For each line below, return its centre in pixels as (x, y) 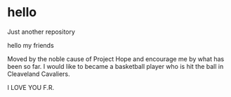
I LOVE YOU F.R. (31, 87)
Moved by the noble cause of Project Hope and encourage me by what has (116, 59)
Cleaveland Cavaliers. (39, 74)
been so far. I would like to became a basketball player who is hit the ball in (115, 66)
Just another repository (41, 32)
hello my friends (31, 45)
